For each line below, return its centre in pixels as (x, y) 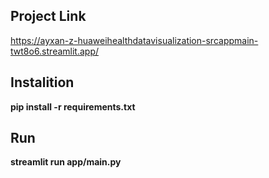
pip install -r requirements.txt (73, 106)
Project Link (48, 16)
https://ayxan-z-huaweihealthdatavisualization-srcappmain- (134, 40)
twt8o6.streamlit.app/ (54, 51)
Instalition (42, 82)
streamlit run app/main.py (66, 162)
